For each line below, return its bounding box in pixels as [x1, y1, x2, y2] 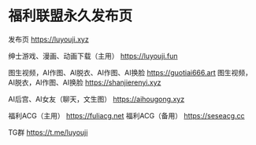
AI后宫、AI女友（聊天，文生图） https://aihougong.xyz [8, 94, 185, 103]
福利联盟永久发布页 [8, 7, 133, 25]
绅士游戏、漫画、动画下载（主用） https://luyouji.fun [8, 51, 178, 60]
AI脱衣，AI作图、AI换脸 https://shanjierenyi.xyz [8, 78, 161, 87]
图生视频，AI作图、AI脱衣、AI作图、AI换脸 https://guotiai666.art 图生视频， [8, 67, 253, 77]
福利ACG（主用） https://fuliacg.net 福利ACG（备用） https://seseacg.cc [8, 111, 246, 120]
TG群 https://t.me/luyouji [8, 127, 88, 137]
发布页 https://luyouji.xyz [8, 34, 89, 44]
